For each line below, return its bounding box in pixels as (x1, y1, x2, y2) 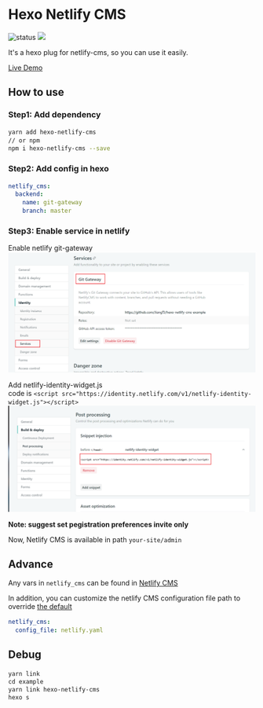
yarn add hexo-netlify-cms (8, 128, 97, 136)
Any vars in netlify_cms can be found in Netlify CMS (8, 578, 178, 588)
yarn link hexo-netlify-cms (8, 685, 100, 693)
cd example (8, 677, 44, 685)
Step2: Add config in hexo (8, 163, 110, 174)
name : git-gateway (22, 199, 82, 207)
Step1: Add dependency (8, 109, 101, 120)
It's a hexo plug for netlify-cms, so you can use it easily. (8, 47, 188, 57)
